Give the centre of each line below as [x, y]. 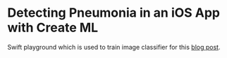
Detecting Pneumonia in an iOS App [114, 13]
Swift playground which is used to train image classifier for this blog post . [114, 47]
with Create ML [53, 28]
